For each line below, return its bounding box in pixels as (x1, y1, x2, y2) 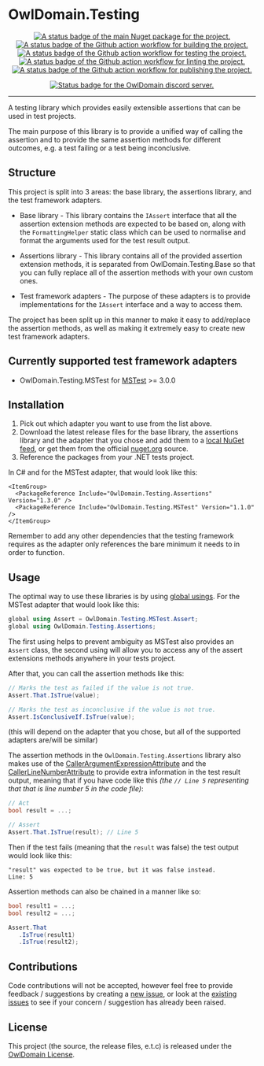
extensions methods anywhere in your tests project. (8, 653, 176, 663)
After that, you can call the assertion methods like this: (8, 668, 185, 678)
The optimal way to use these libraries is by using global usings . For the (8, 592, 240, 601)
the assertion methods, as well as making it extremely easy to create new (8, 323, 246, 332)
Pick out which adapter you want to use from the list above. (19, 419, 212, 428)
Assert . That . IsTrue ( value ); (8, 691, 101, 699)
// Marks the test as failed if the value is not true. (8, 683, 195, 692)
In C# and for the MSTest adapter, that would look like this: (8, 468, 198, 477)
